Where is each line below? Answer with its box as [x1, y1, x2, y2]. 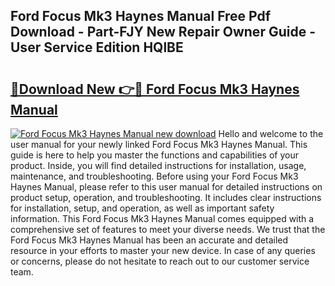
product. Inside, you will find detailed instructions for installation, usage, [10, 160, 307, 171]
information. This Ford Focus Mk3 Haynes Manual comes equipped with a [10, 213, 315, 224]
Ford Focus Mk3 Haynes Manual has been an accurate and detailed [10, 234, 289, 246]
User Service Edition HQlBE [10, 39, 184, 56]
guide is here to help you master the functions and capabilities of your [10, 149, 299, 161]
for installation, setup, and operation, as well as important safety [10, 202, 275, 214]
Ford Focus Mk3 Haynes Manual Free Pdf [10, 8, 272, 25]
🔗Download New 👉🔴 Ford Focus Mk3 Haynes [10, 80, 300, 98]
